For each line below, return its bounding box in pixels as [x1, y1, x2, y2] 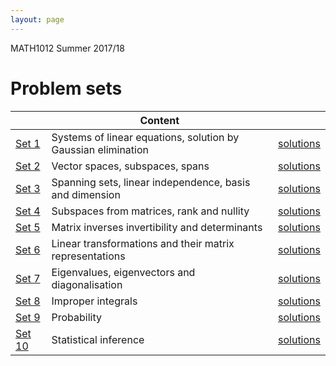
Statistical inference [51, 332, 145, 346]
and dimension [51, 187, 121, 201]
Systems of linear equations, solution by [51, 130, 240, 144]
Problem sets [10, 77, 123, 100]
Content [139, 113, 180, 127]
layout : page [10, 14, 65, 25]
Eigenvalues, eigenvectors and [51, 265, 196, 279]
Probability [51, 310, 103, 324]
